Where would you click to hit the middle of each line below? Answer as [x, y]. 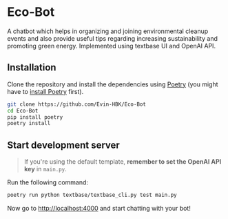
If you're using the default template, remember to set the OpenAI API [123, 162]
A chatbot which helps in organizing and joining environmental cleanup [108, 31]
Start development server [64, 145]
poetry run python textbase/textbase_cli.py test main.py [92, 195]
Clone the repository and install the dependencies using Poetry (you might [113, 84]
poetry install [29, 124]
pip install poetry [35, 117]
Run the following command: [48, 182]
